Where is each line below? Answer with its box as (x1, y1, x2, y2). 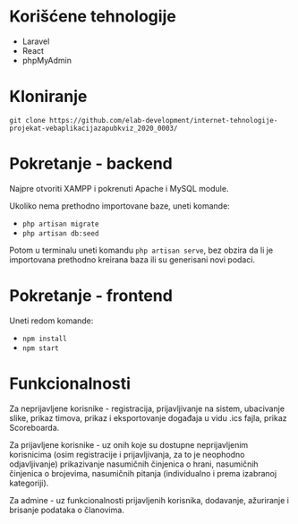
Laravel (21, 36, 50, 47)
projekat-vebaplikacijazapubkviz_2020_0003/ (9, 124, 178, 133)
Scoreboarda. (9, 422, 60, 433)
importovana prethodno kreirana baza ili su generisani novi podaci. (9, 253, 256, 265)
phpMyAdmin (21, 55, 72, 65)
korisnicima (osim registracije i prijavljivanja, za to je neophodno (9, 449, 245, 460)
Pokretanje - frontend (9, 286, 173, 305)
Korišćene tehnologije (9, 6, 176, 27)
